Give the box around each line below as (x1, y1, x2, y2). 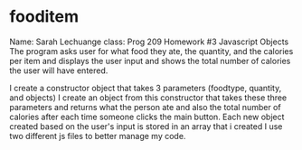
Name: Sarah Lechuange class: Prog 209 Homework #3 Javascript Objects (9, 36, 289, 47)
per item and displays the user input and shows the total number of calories (9, 55, 291, 66)
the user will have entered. (9, 65, 109, 76)
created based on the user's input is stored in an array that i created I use (9, 120, 283, 132)
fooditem (9, 6, 80, 27)
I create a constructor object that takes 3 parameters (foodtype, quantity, (9, 82, 282, 93)
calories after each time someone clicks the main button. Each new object (9, 111, 285, 122)
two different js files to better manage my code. (9, 130, 186, 141)
